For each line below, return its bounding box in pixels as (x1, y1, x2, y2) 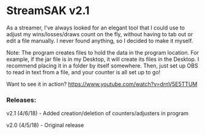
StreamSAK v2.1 (6, 4, 90, 18)
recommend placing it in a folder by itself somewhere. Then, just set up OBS (6, 62, 198, 69)
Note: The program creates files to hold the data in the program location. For (6, 48, 199, 56)
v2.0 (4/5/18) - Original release (6, 121, 84, 129)
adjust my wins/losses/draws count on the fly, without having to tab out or (6, 30, 193, 37)
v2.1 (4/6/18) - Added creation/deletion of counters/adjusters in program (6, 110, 188, 117)
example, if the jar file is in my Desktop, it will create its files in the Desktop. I (6, 55, 199, 63)
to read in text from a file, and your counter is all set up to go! (6, 68, 161, 75)
